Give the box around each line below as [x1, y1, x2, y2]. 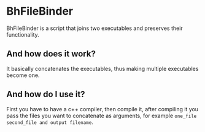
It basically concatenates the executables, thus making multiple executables [6, 65, 199, 72]
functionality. [6, 31, 40, 38]
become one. [6, 71, 40, 79]
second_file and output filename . [6, 118, 93, 126]
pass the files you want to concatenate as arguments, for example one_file [6, 112, 197, 119]
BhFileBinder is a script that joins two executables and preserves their [6, 24, 183, 32]
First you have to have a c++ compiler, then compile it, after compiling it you [6, 105, 198, 112]
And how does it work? [6, 49, 96, 59]
